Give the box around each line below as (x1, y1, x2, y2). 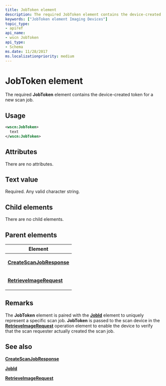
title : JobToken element (5, 7, 57, 12)
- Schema (5, 44, 23, 49)
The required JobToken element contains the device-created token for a (5, 92, 154, 98)
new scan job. (5, 97, 34, 103)
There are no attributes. (5, 161, 54, 167)
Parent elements (5, 230, 57, 239)
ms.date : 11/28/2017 (5, 49, 48, 54)
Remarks (5, 299, 34, 307)
